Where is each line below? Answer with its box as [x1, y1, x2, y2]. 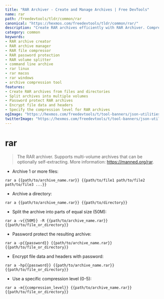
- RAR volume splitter [5, 57, 51, 62]
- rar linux [5, 67, 29, 71]
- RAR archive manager [5, 44, 51, 48]
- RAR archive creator [5, 39, 51, 44]
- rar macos [5, 71, 29, 76]
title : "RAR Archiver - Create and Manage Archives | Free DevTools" [5, 7, 150, 12]
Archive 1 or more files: [12, 168, 59, 174]
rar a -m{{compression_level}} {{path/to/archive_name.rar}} [5, 285, 132, 290]
